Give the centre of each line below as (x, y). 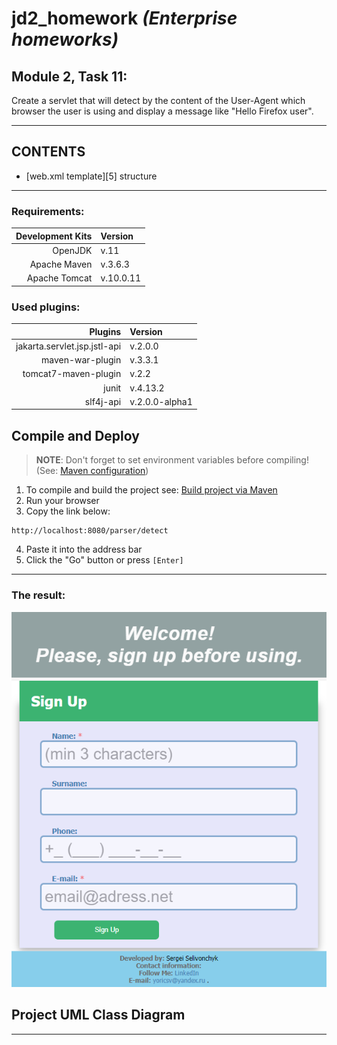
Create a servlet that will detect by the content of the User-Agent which (158, 100)
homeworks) (65, 39)
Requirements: (48, 211)
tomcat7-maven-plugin (72, 374)
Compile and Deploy (75, 435)
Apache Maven (61, 264)
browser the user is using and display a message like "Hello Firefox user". (162, 111)
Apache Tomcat (59, 278)
